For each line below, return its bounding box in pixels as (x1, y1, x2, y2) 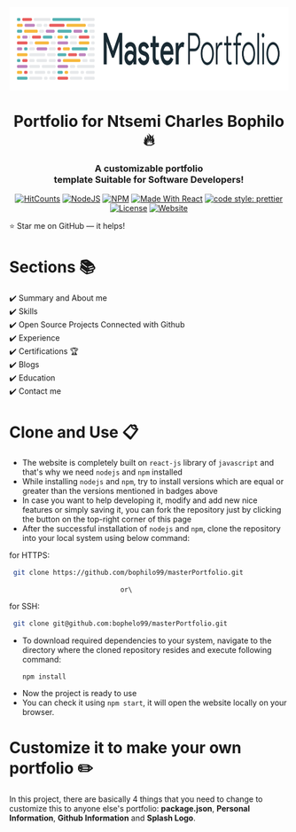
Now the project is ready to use (21, 688, 137, 699)
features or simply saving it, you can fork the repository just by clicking (21, 505, 282, 515)
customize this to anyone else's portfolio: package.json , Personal (9, 804, 251, 814)
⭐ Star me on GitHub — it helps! (9, 221, 126, 232)
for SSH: (9, 601, 40, 612)
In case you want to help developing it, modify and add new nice (21, 495, 258, 506)
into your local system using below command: (21, 533, 191, 544)
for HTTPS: (9, 550, 51, 561)
